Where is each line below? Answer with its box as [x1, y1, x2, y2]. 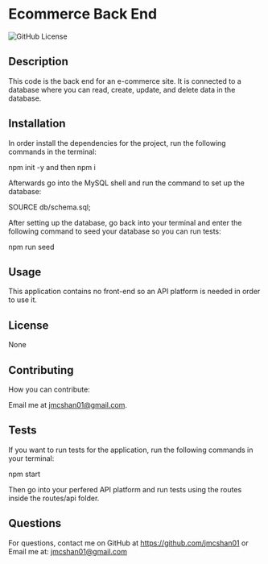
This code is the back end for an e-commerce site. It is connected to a [8, 76, 241, 85]
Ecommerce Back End [8, 5, 158, 23]
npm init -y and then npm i [8, 162, 97, 172]
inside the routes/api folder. [8, 493, 100, 503]
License [8, 318, 49, 332]
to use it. [8, 295, 38, 305]
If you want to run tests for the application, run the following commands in [8, 445, 254, 454]
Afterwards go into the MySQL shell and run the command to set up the [8, 178, 245, 188]
